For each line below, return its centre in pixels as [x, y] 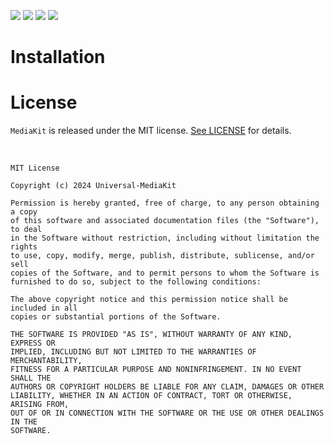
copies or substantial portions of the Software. [116, 317]
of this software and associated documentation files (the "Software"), [165, 221]
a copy [24, 212]
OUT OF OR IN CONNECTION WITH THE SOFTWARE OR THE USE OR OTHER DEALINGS [167, 413]
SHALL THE [31, 378]
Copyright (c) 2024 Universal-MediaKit [93, 186]
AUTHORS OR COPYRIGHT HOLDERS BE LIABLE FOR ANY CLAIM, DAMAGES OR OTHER [167, 387]
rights [24, 247]
